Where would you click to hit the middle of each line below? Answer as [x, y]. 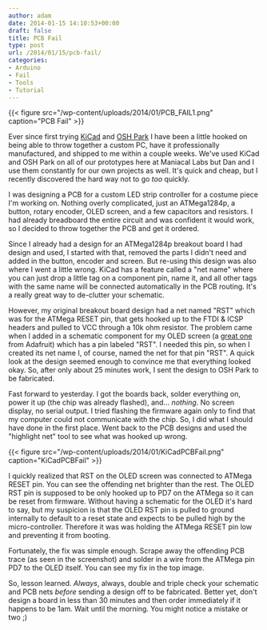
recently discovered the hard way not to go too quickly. [99, 179]
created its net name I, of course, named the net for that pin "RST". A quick [132, 353]
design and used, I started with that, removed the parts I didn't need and [128, 253]
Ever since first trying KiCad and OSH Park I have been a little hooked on [128, 137]
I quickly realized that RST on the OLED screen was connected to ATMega [130, 476]
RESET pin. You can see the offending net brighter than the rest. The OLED [131, 484]
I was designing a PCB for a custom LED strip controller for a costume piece [133, 195]
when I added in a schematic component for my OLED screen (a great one [130, 336]
